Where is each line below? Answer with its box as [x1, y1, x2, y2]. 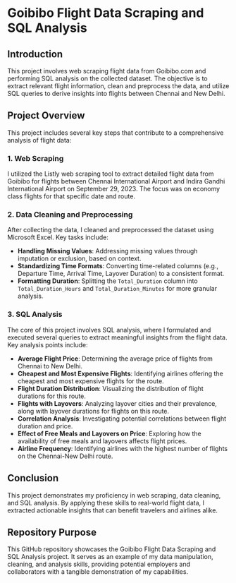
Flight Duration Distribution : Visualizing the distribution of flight [17, 384, 204, 392]
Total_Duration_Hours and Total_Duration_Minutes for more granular [17, 284, 217, 293]
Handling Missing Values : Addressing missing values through [17, 247, 198, 256]
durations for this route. [17, 392, 87, 400]
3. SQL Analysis [7, 309, 63, 319]
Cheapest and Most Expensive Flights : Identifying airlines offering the [17, 369, 223, 378]
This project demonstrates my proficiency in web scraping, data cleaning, [7, 491, 221, 499]
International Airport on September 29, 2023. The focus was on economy [7, 185, 221, 193]
